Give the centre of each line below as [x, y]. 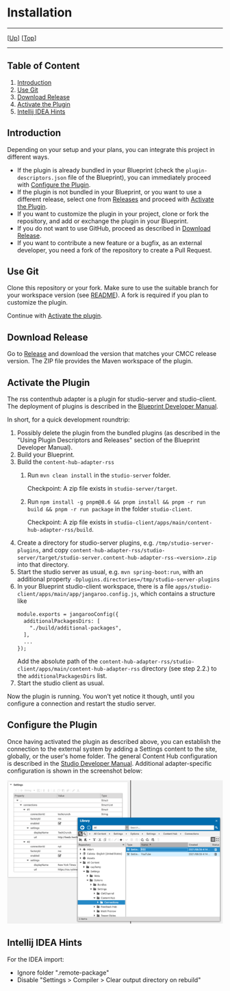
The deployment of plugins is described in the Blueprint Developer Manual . [113, 406]
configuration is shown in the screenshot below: [75, 771]
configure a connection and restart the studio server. [81, 704]
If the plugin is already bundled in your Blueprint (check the [101, 170]
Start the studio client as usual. [61, 683]
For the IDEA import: [36, 959]
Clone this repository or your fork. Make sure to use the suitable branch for [113, 288]
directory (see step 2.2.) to [179, 668]
